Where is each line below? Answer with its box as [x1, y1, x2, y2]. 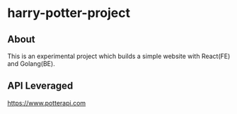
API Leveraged [7, 80, 74, 92]
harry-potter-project [7, 5, 131, 21]
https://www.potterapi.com [7, 98, 86, 107]
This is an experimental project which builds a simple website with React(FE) [7, 52, 231, 60]
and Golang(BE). [7, 59, 55, 68]
